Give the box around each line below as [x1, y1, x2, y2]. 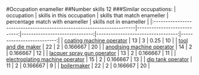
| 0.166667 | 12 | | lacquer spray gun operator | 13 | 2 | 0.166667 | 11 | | [6, 50, 176, 56]
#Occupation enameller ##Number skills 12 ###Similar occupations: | [6, 6, 176, 12]
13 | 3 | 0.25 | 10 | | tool [131, 37, 188, 44]
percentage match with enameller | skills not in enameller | [6, 18, 150, 25]
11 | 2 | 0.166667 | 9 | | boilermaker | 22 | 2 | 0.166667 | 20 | [6, 62, 150, 69]
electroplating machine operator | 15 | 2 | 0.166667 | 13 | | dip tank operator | [6, 56, 192, 63]
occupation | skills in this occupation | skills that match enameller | [6, 12, 169, 19]
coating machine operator [64, 37, 128, 44]
